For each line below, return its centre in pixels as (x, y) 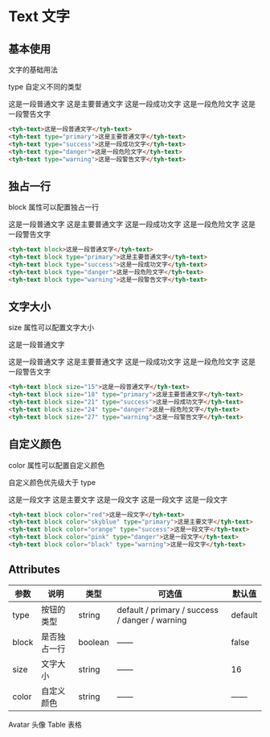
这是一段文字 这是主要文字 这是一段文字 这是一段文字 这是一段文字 (118, 499)
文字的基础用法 (33, 70)
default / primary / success (168, 610)
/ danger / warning (152, 619)
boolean (94, 642)
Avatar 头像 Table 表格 (45, 724)
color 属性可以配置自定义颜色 (57, 465)
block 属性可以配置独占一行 (53, 207)
